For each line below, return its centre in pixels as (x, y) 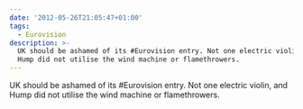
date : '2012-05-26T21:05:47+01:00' (76, 18)
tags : (19, 26)
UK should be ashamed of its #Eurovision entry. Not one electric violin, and (149, 85)
